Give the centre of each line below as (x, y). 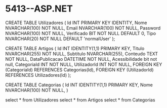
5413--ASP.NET (39, 9)
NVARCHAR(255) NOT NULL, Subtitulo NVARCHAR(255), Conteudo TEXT (82, 54)
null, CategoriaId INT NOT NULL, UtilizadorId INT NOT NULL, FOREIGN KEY (84, 64)
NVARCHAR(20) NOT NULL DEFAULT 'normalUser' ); (60, 39)
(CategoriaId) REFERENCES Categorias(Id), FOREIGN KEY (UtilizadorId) (79, 70)
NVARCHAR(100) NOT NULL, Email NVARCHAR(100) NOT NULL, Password (83, 28)
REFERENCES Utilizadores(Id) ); (38, 75)
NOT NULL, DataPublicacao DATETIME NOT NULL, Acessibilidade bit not (81, 59)
